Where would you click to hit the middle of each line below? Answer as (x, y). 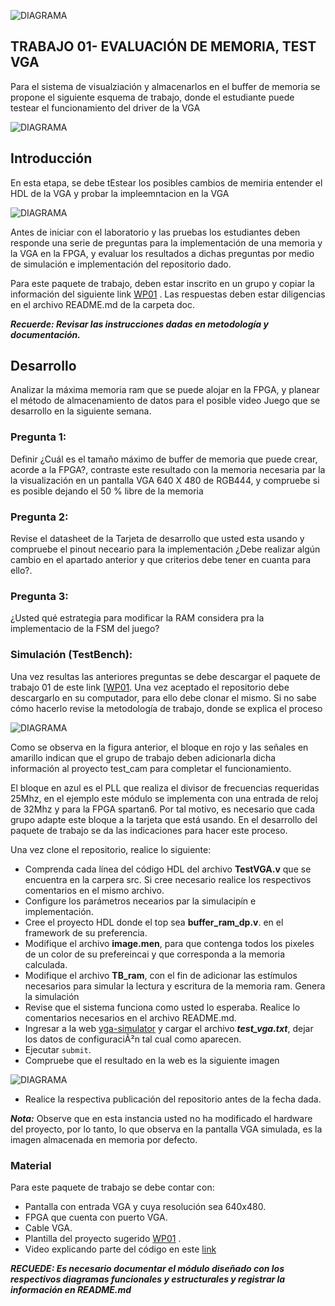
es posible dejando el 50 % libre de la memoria (107, 491)
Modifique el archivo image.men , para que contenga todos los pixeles (169, 943)
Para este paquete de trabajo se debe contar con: (112, 1187)
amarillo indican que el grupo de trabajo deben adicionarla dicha (143, 757)
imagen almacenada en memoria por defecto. (104, 1139)
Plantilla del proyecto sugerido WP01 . (103, 1238)
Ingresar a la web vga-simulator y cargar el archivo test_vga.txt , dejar (169, 1028)
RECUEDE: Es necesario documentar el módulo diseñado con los (147, 1268)
